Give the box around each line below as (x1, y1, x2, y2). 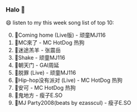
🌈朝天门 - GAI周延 (14, 61, 59, 69)
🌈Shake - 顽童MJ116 (14, 54, 65, 61)
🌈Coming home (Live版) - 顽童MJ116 (14, 31, 106, 39)
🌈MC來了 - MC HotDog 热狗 (14, 39, 85, 46)
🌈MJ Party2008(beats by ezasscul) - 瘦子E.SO (14, 99, 132, 107)
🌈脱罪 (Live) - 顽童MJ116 (14, 69, 76, 76)
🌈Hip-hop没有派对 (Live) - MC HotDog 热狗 (14, 76, 122, 84)
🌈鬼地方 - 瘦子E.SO (14, 92, 63, 99)
